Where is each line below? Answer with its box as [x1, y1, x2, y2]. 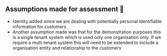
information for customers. [12, 23, 67, 29]
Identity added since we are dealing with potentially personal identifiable [12, 18, 162, 24]
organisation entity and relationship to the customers [12, 44, 121, 50]
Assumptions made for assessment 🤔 [5, 5, 124, 13]
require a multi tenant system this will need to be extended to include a [12, 39, 158, 45]
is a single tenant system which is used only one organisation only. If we [12, 34, 161, 40]
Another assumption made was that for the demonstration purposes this [12, 28, 161, 35]
